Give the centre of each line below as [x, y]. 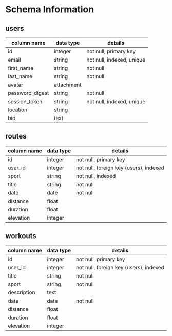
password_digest [28, 93]
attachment [68, 85]
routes [16, 136]
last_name [20, 76]
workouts [21, 236]
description [22, 292]
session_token [25, 101]
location [17, 110]
